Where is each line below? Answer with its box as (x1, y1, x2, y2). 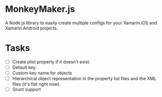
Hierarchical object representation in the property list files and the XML (12, 76, 157, 82)
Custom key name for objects (12, 70, 72, 76)
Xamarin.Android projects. (5, 25, 58, 31)
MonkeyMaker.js (5, 3, 75, 15)
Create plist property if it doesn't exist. (12, 58, 91, 65)
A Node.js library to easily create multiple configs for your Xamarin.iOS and (5, 20, 158, 26)
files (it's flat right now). (12, 81, 61, 87)
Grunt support (12, 87, 41, 93)
